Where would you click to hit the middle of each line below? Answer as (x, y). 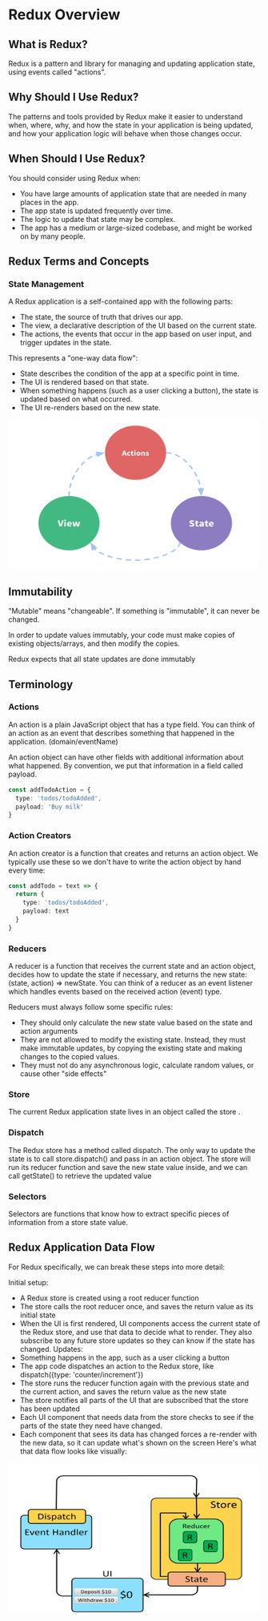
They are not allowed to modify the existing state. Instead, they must (133, 1040)
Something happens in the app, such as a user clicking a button (125, 1357)
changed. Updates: (51, 1349)
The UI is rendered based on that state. (84, 382)
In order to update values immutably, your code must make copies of (122, 635)
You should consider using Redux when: (75, 178)
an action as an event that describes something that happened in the (121, 733)
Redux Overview (64, 15)
